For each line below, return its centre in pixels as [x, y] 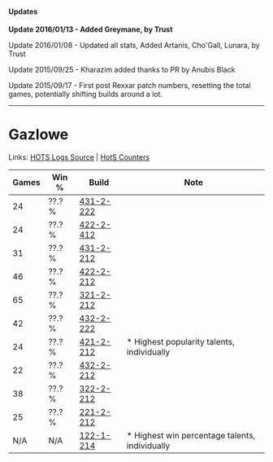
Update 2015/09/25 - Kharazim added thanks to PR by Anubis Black [122, 70]
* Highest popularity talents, [181, 342]
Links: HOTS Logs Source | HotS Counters [79, 157]
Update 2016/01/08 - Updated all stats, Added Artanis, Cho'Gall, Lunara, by [134, 46]
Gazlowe [39, 135]
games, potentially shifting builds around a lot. [86, 95]
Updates [23, 11]
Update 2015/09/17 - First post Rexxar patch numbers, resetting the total [130, 86]
